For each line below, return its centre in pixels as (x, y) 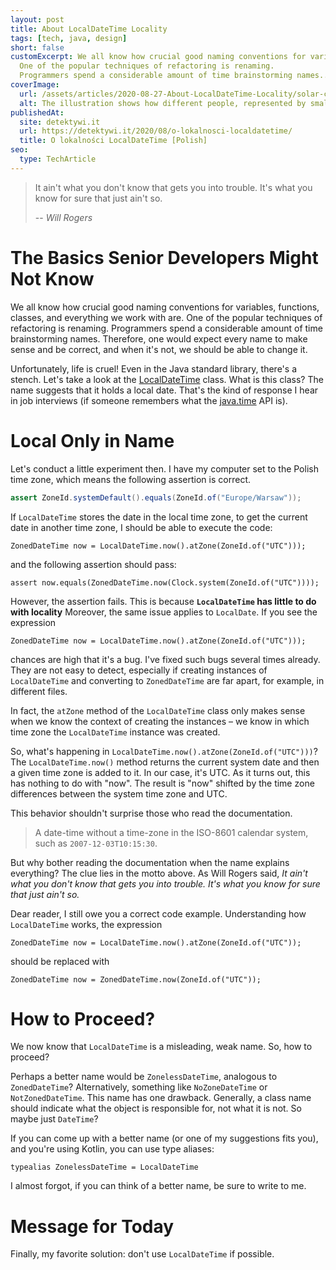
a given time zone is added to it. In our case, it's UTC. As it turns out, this (160, 772)
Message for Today (92, 1226)
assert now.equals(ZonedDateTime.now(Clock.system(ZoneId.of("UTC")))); (165, 582)
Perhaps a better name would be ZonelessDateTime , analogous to (144, 1077)
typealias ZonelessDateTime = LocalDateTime (104, 1167)
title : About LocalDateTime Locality (89, 29)
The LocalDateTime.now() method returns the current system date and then (165, 762)
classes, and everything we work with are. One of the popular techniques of (166, 317)
